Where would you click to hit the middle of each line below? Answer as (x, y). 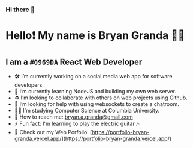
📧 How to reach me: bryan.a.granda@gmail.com (73, 117)
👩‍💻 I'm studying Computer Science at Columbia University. (87, 110)
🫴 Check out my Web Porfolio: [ (53, 132)
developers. (29, 85)
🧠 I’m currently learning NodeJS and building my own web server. (95, 91)
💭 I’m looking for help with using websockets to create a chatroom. (96, 104)
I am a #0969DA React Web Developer (74, 61)
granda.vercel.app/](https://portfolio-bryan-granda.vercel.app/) (93, 138)
